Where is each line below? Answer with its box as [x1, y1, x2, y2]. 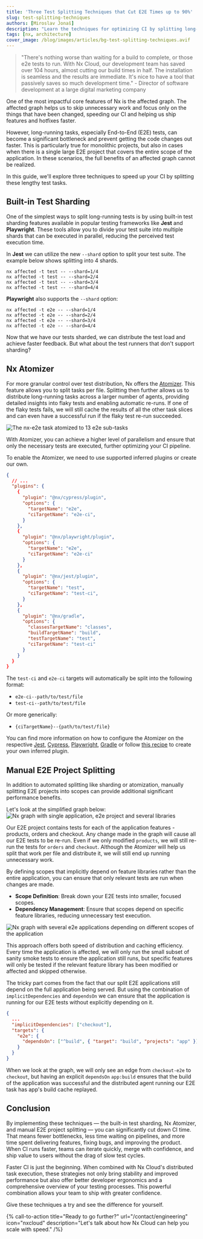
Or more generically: [6, 711, 57, 719]
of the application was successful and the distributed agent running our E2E [6, 1079, 196, 1086]
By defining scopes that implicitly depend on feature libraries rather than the [6, 868, 196, 875]
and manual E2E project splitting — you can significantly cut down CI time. [6, 1126, 192, 1133]
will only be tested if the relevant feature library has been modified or [6, 961, 178, 969]
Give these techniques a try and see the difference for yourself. [6, 1201, 164, 1208]
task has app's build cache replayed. [6, 1086, 98, 1093]
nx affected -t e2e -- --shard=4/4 [6, 323, 96, 329]
